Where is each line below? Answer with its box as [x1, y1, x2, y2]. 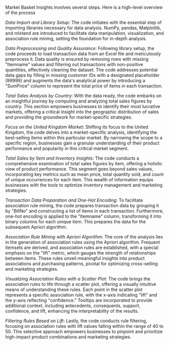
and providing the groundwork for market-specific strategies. [5, 114, 133, 120]
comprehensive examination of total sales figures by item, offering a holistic [5, 161, 163, 166]
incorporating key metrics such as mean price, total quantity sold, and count [5, 171, 164, 177]
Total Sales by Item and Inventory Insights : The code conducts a [5, 155, 140, 161]
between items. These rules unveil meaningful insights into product [5, 255, 145, 261]
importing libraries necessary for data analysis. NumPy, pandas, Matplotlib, [5, 25, 161, 31]
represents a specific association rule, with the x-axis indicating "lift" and [5, 292, 157, 298]
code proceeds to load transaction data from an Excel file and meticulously [5, 51, 161, 57]
